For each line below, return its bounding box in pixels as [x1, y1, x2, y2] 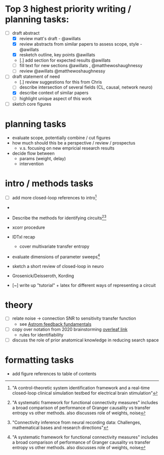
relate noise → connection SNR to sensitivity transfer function [12, 315, 136, 321]
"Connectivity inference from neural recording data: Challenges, [12, 419, 142, 425]
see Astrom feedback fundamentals [19, 321, 92, 327]
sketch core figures [12, 101, 51, 107]
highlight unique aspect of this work [19, 96, 92, 101]
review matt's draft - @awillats [19, 36, 81, 41]
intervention [19, 161, 44, 167]
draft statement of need [12, 73, 60, 79]
